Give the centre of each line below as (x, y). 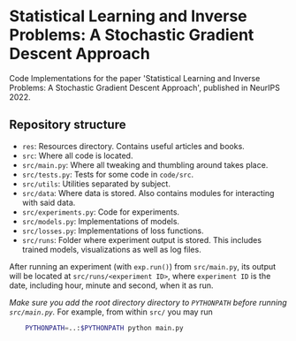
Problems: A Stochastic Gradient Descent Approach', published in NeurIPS (144, 87)
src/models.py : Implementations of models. (100, 221)
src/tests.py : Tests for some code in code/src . (108, 174)
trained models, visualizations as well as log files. (111, 249)
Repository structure (68, 125)
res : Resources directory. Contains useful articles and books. (133, 146)
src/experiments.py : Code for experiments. (100, 212)
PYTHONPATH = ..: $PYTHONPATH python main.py (104, 328)
